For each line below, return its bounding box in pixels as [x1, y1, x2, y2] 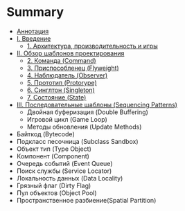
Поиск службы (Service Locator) [16, 167, 112, 175]
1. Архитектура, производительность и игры [26, 42, 158, 50]
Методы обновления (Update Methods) [26, 122, 142, 131]
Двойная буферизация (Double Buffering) [26, 108, 148, 116]
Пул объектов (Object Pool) [16, 188, 98, 197]
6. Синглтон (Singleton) [26, 86, 95, 94]
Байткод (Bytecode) [16, 129, 76, 138]
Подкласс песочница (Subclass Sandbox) [16, 137, 139, 145]
